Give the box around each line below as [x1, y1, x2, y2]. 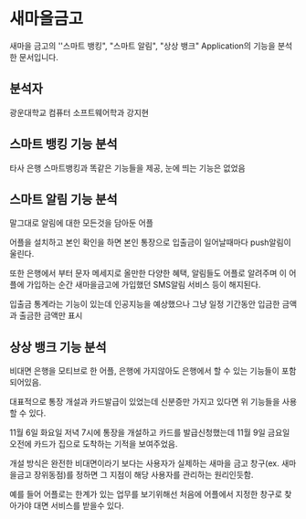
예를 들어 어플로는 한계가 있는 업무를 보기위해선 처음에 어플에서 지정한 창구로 [9, 489, 283, 500]
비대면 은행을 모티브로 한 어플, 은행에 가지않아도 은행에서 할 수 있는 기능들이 [9, 365, 280, 376]
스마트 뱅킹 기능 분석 [9, 136, 118, 152]
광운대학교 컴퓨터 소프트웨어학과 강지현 [9, 107, 149, 118]
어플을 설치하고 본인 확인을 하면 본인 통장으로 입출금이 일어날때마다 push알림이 [9, 237, 291, 248]
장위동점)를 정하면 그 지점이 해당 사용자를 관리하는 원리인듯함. [33, 470, 254, 481]
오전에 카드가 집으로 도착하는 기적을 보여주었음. [9, 439, 178, 450]
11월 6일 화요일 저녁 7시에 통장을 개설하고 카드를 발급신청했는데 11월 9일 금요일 [9, 427, 290, 439]
